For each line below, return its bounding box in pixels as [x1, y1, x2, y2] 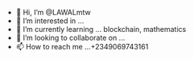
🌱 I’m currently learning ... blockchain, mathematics [15, 25, 187, 33]
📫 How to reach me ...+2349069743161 [15, 42, 149, 51]
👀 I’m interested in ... [15, 16, 85, 26]
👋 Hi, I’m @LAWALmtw [15, 8, 91, 17]
